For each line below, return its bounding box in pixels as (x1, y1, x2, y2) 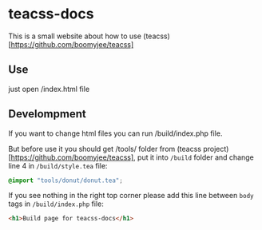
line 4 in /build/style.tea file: (8, 161, 108, 170)
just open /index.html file (8, 84, 90, 93)
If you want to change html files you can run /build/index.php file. (8, 129, 223, 138)
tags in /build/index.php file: (8, 199, 104, 208)
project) (203, 144, 229, 153)
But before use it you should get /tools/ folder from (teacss (8, 144, 202, 153)
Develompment (8, 107, 86, 121)
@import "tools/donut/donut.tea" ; (8, 176, 124, 184)
